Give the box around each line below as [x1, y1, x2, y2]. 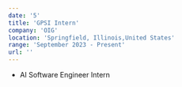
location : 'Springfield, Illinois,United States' [8, 33, 176, 42]
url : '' [8, 48, 34, 56]
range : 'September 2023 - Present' [8, 41, 126, 49]
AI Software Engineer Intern [19, 70, 111, 79]
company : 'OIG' [8, 26, 59, 34]
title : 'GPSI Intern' [8, 19, 80, 27]
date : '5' [8, 11, 41, 20]
